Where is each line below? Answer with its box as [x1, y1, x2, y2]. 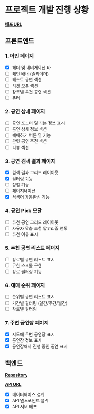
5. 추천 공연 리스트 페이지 [5, 245, 60, 251]
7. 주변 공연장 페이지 [5, 319, 49, 326]
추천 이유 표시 [12, 231, 38, 237]
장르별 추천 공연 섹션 [12, 89, 51, 94]
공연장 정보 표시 [12, 337, 42, 343]
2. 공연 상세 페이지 [5, 108, 45, 115]
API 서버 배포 [12, 404, 37, 410]
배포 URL [5, 21, 23, 27]
